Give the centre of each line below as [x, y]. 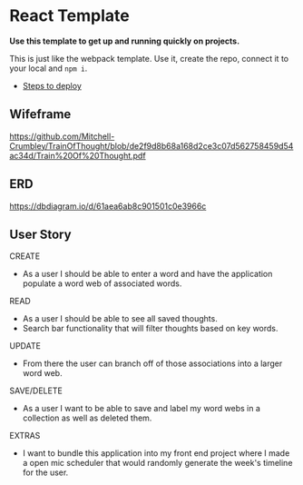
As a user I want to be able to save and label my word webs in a [142, 409]
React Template [69, 16]
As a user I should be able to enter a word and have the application [147, 274]
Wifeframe [40, 114]
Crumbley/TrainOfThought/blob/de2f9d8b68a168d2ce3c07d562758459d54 [151, 145]
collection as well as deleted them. [87, 418]
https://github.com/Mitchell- [62, 136]
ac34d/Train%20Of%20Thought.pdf [78, 155]
